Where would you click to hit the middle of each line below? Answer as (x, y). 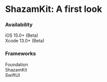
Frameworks (21, 54)
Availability (19, 25)
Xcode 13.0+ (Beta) (25, 41)
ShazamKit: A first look (54, 9)
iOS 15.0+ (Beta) (22, 35)
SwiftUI (13, 75)
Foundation (17, 64)
